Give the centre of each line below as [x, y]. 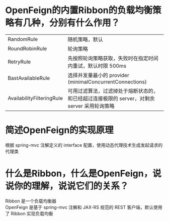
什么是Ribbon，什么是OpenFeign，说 [83, 174]
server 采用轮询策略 [91, 106]
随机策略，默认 [85, 39]
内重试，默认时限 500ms [97, 66]
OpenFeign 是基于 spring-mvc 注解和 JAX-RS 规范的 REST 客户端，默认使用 [84, 207]
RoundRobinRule [27, 48]
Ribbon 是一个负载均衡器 [31, 201]
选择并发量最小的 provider [98, 75]
